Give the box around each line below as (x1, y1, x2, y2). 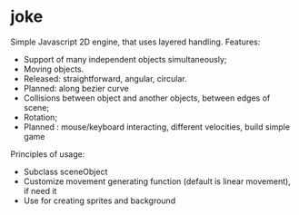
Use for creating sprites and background (23, 195, 176, 206)
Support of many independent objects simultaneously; (23, 54, 227, 64)
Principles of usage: (10, 148, 85, 160)
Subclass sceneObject (23, 166, 108, 177)
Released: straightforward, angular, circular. (23, 73, 187, 83)
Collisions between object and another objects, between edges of (23, 93, 271, 103)
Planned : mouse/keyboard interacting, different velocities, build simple (23, 121, 290, 132)
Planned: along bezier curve (23, 83, 130, 93)
